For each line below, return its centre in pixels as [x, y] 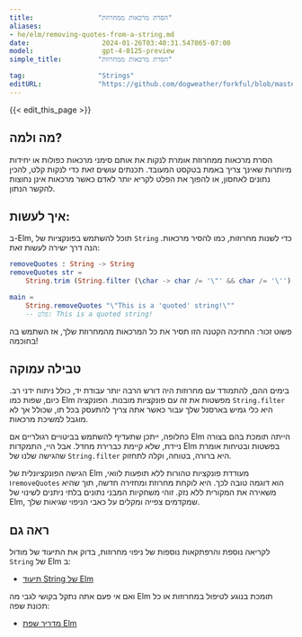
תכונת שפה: [30, 606]
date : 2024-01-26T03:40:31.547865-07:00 [120, 43]
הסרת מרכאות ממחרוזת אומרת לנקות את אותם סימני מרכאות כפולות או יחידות [141, 159]
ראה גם [29, 530]
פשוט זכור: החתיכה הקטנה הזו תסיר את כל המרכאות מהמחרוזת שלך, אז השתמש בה [151, 331]
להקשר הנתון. [32, 188]
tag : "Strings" [72, 76]
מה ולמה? [36, 138]
